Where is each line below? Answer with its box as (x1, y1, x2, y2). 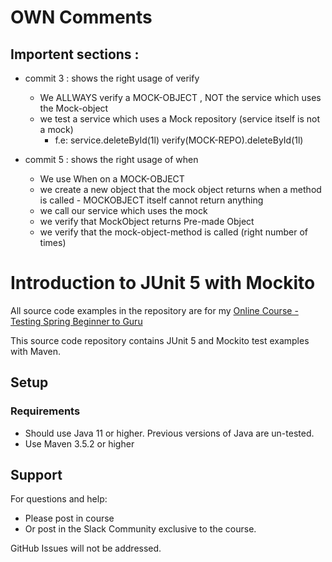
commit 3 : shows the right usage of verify (24, 72, 200, 84)
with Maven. (10, 345, 62, 357)
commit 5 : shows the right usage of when (24, 154, 199, 165)
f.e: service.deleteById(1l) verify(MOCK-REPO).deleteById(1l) (54, 134, 304, 146)
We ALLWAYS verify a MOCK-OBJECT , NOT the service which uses (39, 92, 322, 103)
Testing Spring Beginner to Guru (10, 315, 143, 327)
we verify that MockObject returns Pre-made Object (39, 216, 255, 227)
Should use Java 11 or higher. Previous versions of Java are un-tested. (24, 427, 315, 439)
